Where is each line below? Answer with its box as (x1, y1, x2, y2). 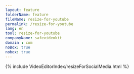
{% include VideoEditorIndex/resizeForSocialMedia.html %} (5, 63, 129, 69)
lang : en (5, 26, 24, 31)
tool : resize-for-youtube (5, 31, 60, 36)
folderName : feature (5, 12, 49, 17)
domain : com (5, 40, 33, 45)
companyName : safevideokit (5, 36, 62, 41)
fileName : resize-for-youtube (5, 17, 69, 22)
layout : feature (5, 7, 39, 13)
